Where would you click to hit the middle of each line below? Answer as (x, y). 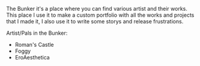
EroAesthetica (32, 57)
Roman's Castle (34, 45)
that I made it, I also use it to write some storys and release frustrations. (95, 21)
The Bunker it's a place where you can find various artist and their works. (97, 9)
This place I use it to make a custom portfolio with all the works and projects (100, 15)
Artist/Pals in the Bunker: (37, 33)
